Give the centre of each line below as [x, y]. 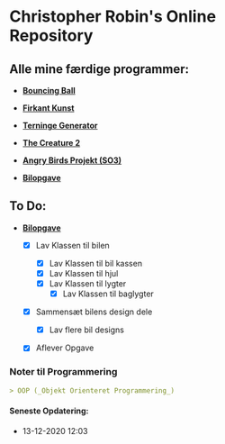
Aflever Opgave [65, 348]
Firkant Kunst [48, 108]
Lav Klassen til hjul [84, 273]
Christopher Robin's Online [113, 17]
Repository [51, 36]
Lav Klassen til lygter [88, 284]
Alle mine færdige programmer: [99, 69]
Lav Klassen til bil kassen [95, 263]
